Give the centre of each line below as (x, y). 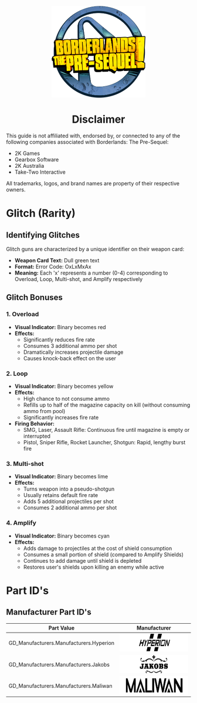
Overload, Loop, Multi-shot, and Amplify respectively (79, 279)
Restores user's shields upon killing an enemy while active (94, 567)
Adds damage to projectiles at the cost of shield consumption (98, 548)
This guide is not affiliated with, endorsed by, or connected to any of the (93, 136)
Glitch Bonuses (34, 298)
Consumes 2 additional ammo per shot (70, 508)
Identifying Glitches (43, 235)
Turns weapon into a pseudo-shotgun (69, 489)
